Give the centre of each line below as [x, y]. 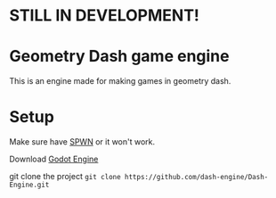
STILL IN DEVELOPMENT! [105, 16]
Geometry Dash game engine [119, 57]
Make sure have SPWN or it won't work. [82, 142]
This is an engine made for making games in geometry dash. [120, 81]
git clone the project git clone [65, 177]
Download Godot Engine [54, 159]
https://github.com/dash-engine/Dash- [196, 177]
